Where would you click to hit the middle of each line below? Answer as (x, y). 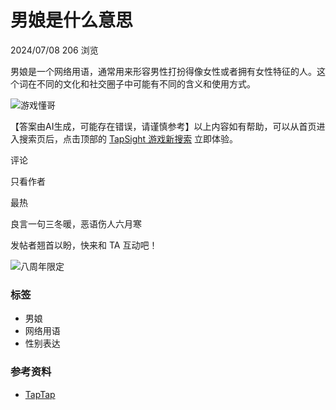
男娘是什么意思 (72, 20)
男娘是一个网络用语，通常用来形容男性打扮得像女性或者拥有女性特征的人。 (163, 71)
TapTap (40, 394)
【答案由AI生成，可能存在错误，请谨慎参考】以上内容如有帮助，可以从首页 (163, 126)
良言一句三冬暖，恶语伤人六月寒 (76, 223)
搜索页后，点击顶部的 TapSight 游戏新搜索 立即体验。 (128, 138)
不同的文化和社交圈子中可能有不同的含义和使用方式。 (146, 83)
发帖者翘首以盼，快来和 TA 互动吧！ (84, 245)
